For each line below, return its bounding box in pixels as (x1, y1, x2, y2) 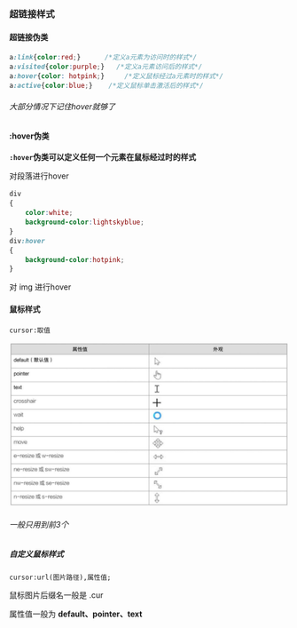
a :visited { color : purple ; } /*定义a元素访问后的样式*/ (9, 62, 203, 71)
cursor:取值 (9, 326, 51, 335)
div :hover (9, 236, 46, 245)
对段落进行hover (9, 171, 69, 181)
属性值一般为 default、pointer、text (9, 608, 143, 619)
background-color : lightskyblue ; (25, 218, 145, 227)
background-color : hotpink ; (25, 255, 125, 264)
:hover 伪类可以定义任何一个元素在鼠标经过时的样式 (9, 152, 197, 163)
